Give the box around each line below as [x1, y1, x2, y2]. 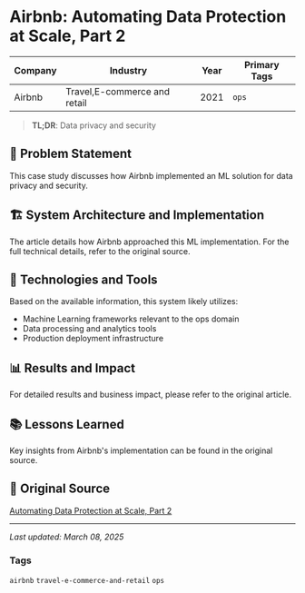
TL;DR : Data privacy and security [31, 120, 157, 131]
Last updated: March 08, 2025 [9, 531, 124, 542]
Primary [243, 58, 280, 71]
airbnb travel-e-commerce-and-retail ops [9, 577, 165, 586]
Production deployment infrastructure [22, 333, 164, 344]
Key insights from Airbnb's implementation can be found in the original [9, 445, 273, 456]
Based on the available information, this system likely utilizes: [9, 296, 239, 307]
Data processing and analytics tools [22, 323, 157, 334]
